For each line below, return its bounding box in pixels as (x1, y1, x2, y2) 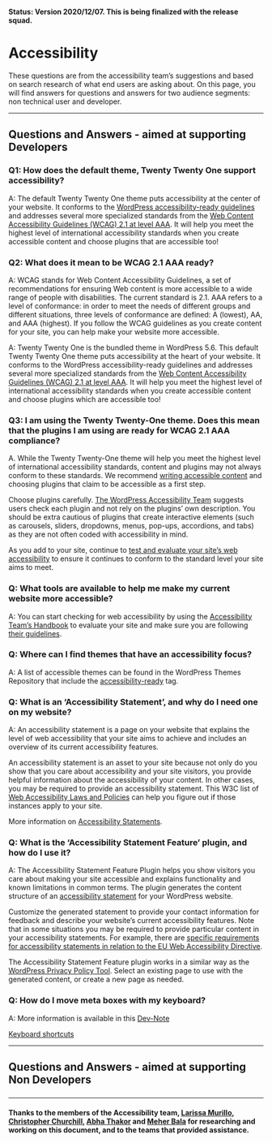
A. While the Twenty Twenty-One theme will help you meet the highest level (8, 454, 261, 464)
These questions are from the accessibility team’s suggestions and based (8, 71, 253, 80)
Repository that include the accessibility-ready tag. (8, 675, 179, 685)
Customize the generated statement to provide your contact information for (8, 907, 260, 917)
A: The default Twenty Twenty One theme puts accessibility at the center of (8, 193, 261, 203)
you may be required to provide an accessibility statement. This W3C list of (8, 783, 259, 794)
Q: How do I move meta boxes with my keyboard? (8, 994, 206, 1006)
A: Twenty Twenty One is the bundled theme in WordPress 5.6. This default (8, 343, 259, 352)
